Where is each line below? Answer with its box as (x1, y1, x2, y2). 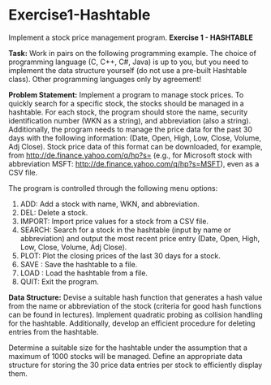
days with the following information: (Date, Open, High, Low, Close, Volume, (8, 132, 262, 143)
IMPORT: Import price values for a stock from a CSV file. (19, 216, 209, 226)
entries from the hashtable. (8, 327, 99, 336)
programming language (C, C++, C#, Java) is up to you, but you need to (8, 57, 249, 67)
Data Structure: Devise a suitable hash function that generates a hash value (8, 292, 263, 302)
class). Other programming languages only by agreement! (8, 74, 201, 84)
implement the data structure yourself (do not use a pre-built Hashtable (8, 65, 247, 75)
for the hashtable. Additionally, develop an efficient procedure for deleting (8, 318, 256, 328)
